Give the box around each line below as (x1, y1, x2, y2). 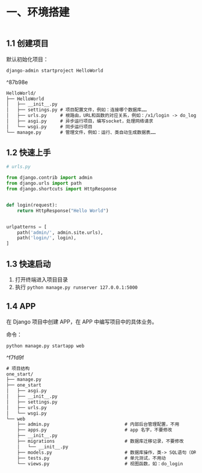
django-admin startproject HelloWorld (6, 67, 103, 74)
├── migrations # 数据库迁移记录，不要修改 (17, 438, 184, 445)
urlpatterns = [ (6, 224, 47, 230)
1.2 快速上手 (6, 148, 51, 158)
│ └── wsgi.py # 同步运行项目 (6, 124, 93, 130)
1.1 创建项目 (6, 39, 49, 49)
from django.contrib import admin (6, 175, 93, 181)
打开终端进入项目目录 (14, 276, 68, 283)
